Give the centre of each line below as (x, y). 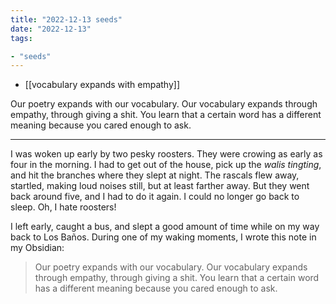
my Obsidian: (37, 248)
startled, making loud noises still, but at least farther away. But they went (160, 186)
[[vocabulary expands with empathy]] (102, 85)
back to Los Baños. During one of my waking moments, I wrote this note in (163, 237)
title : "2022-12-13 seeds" (66, 19)
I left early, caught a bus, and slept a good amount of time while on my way (165, 227)
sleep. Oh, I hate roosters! (63, 207)
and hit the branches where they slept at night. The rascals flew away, (155, 175)
